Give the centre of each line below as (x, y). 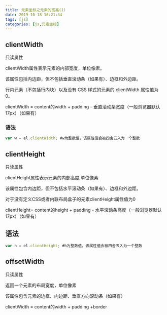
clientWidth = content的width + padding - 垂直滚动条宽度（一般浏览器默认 (83, 107)
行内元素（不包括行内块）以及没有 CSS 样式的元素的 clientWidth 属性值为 (82, 90)
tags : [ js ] (17, 19)
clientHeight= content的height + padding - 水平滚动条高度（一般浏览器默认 (84, 210)
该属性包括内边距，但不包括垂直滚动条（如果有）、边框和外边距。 (73, 79)
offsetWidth (25, 262)
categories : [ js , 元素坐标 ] (32, 24)
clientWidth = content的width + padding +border (56, 306)
